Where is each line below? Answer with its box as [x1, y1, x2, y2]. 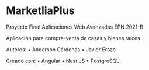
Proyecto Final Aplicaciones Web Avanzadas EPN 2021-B [6, 23, 144, 30]
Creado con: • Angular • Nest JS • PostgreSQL [6, 57, 120, 64]
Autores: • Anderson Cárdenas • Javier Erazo [6, 45, 116, 53]
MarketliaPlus [6, 4, 75, 17]
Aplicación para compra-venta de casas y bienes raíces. [6, 34, 142, 41]
